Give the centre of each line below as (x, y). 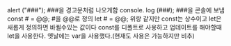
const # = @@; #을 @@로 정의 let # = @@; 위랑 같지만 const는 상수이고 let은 (114, 19)
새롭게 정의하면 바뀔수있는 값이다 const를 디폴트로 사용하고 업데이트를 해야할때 (115, 27)
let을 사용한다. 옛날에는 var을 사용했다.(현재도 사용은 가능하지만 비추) (101, 36)
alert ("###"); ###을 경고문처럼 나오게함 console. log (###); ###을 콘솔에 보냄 (116, 10)
